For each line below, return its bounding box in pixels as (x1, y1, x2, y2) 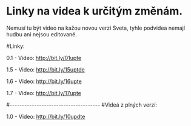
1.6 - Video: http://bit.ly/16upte (6, 78, 82, 85)
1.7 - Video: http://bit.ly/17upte (6, 89, 82, 96)
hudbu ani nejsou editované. (6, 30, 78, 38)
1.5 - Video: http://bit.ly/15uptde (6, 65, 85, 73)
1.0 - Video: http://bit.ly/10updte (6, 113, 85, 120)
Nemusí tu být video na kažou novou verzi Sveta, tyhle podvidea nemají (6, 24, 186, 31)
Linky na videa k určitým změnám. (6, 4, 183, 18)
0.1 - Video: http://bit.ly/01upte (6, 54, 82, 61)
